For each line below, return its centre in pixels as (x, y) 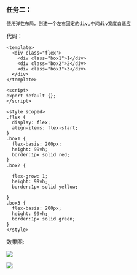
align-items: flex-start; (45, 128)
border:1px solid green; (44, 219)
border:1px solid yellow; (45, 187)
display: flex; (31, 123)
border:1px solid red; (41, 155)
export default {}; (31, 96)
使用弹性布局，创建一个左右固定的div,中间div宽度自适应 (68, 24)
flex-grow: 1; (30, 176)
